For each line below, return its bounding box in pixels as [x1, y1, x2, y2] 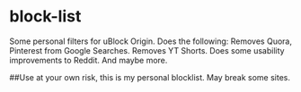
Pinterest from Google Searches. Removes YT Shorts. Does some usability [9, 45, 285, 55]
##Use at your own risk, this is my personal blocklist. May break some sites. [9, 71, 290, 82]
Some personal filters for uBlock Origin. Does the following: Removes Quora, [9, 36, 292, 46]
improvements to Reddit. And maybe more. [9, 54, 168, 65]
